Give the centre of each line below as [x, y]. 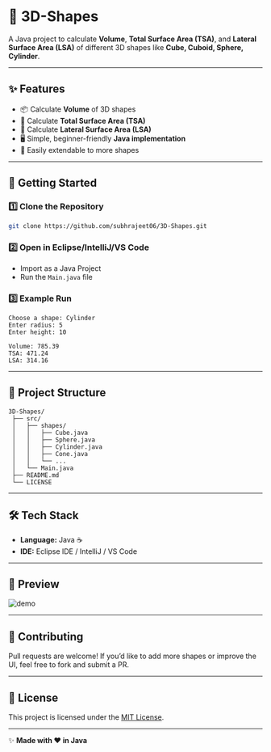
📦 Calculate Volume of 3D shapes [78, 109]
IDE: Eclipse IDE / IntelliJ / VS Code [79, 551]
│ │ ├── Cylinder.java [57, 447]
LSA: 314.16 [28, 360]
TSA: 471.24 [28, 353]
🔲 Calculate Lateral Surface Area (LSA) [85, 129]
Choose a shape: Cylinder [52, 318]
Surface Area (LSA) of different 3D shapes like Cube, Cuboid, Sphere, [126, 47]
